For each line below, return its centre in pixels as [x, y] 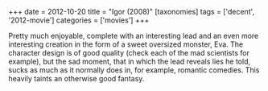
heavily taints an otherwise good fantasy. [76, 79]
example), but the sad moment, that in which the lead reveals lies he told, [130, 61]
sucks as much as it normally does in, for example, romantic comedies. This [134, 70]
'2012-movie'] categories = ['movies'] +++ [79, 20]
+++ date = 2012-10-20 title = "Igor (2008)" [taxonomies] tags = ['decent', [132, 12]
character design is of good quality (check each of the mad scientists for [129, 53]
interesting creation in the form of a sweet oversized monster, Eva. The [126, 44]
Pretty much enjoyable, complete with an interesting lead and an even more [134, 36]
